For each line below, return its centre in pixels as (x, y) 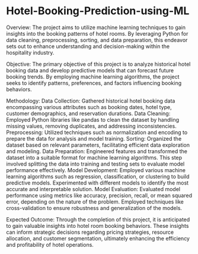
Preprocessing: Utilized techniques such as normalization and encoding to (97, 132)
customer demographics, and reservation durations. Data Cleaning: (88, 113)
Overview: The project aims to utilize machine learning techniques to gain (96, 27)
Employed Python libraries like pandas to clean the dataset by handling (93, 119)
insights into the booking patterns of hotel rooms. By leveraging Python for (97, 33)
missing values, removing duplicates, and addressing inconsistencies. (91, 126)
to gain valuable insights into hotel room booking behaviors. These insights (98, 226)
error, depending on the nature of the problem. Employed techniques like (95, 201)
